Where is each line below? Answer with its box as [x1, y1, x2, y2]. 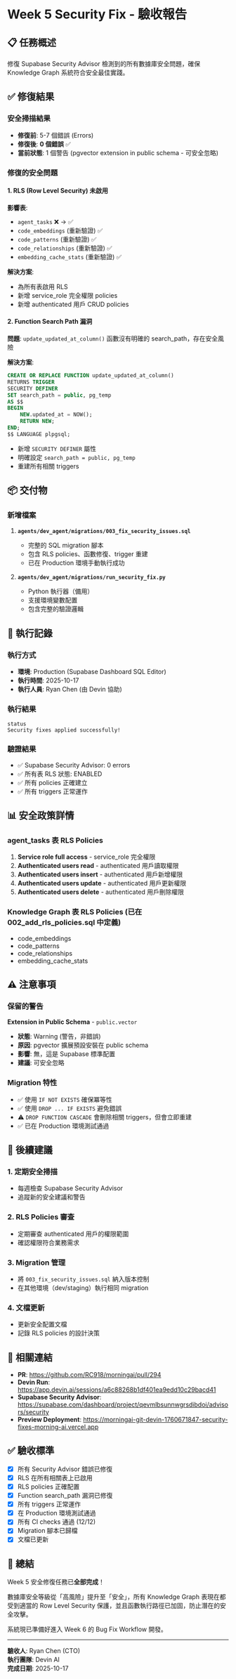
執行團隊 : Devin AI [7, 1655, 60, 1664]
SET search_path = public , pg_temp [7, 391, 112, 399]
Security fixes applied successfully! [7, 727, 121, 734]
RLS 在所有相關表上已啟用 [17, 1473, 93, 1482]
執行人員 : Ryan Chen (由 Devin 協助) [17, 685, 123, 694]
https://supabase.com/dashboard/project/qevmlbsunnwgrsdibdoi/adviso [17, 1400, 229, 1409]
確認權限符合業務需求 [17, 1238, 79, 1246]
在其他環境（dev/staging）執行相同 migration [17, 1283, 149, 1292]
